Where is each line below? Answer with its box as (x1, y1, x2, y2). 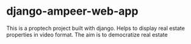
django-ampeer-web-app (6, 4, 139, 18)
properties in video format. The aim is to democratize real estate (6, 31, 168, 38)
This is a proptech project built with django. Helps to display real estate (6, 24, 185, 32)
